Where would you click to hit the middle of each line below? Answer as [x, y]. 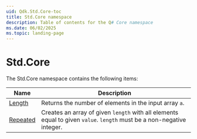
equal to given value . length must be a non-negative [113, 120]
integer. [52, 127]
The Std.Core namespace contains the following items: [72, 79]
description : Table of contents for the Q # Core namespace [80, 22]
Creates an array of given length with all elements [110, 113]
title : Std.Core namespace [39, 17]
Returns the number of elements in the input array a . [113, 103]
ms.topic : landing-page [35, 33]
